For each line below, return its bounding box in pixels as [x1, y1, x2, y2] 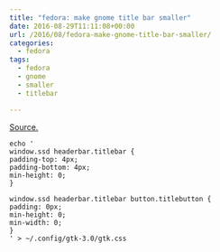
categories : [9, 38, 54, 48]
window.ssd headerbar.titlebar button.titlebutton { [9, 194, 212, 203]
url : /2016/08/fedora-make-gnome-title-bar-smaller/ [9, 30, 212, 39]
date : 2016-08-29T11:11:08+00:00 [9, 22, 135, 31]
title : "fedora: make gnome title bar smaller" [9, 13, 192, 23]
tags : [9, 55, 30, 64]
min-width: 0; [9, 218, 63, 227]
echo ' [9, 139, 34, 148]
